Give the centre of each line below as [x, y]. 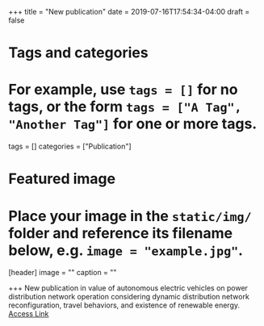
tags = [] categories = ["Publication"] [70, 146]
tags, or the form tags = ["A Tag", [125, 107]
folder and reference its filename [120, 233]
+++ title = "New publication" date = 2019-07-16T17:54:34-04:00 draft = [129, 12]
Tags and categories [78, 53]
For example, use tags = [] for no [123, 90]
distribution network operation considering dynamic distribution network [129, 297]
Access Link [29, 314]
